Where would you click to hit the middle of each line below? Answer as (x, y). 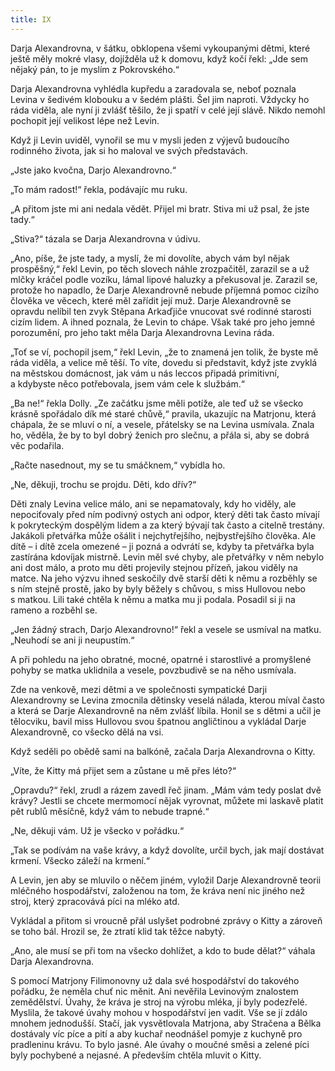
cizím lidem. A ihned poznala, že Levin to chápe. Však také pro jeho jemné (163, 322)
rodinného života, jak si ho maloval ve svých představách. (129, 150)
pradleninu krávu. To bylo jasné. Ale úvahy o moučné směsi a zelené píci (160, 1044)
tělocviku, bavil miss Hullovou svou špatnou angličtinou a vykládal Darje (158, 721)
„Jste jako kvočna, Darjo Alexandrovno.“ (93, 170)
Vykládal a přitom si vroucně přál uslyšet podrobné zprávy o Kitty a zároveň (166, 920)
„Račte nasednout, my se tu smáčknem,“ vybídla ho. (118, 465)
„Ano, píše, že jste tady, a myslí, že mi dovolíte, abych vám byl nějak (150, 258)
